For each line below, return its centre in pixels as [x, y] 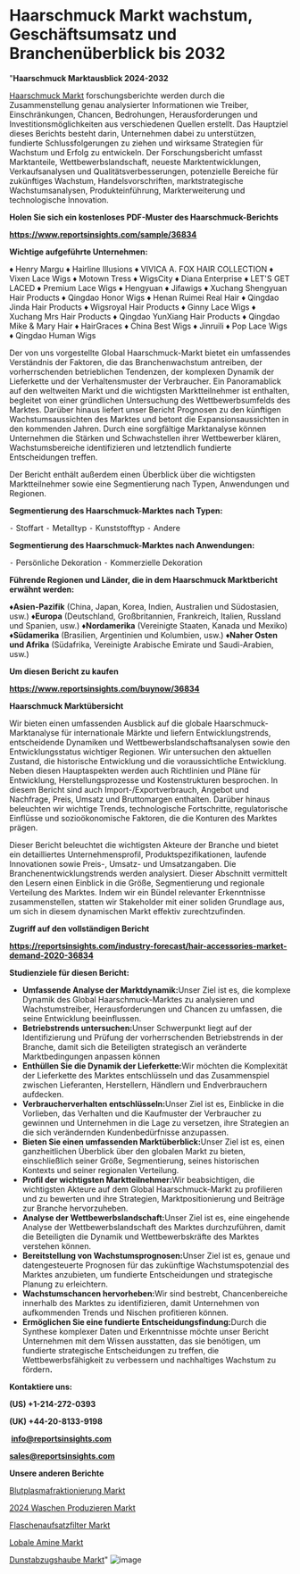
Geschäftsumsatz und [93, 34]
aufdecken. [43, 1094]
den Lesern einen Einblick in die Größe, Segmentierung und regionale [137, 883]
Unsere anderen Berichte [57, 1473]
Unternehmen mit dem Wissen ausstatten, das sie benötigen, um [141, 1341]
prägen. [24, 828]
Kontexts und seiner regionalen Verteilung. [100, 1170]
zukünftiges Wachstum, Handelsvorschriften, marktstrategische [126, 180]
